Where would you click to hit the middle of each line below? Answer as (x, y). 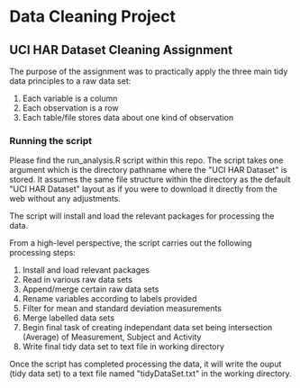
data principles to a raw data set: (70, 81)
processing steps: (43, 253)
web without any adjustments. (65, 199)
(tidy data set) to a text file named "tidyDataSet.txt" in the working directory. (151, 374)
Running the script (51, 140)
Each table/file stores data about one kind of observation (128, 117)
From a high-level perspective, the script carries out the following (131, 243)
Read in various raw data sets (77, 280)
